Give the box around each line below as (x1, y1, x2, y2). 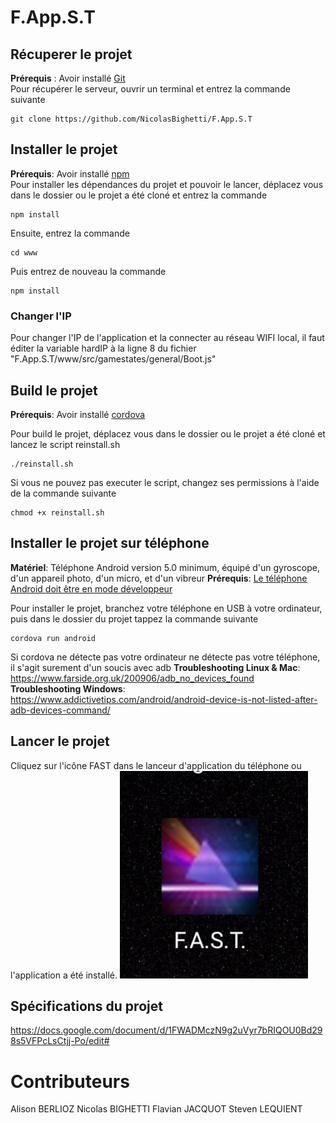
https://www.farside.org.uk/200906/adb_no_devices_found (10, 672, 255, 684)
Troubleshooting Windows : (10, 682, 126, 695)
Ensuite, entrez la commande (10, 227, 130, 239)
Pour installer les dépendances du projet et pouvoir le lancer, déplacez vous (10, 178, 324, 190)
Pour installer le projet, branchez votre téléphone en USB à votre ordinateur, (10, 602, 323, 614)
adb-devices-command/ (10, 704, 111, 716)
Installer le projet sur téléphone (10, 535, 210, 552)
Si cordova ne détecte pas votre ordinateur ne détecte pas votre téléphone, (10, 651, 321, 663)
